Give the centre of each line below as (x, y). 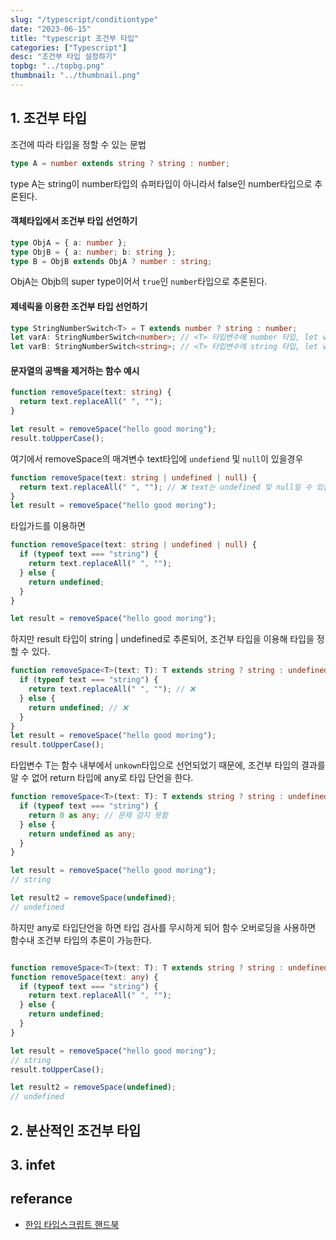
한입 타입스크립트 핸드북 (72, 1224)
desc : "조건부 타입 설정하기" (64, 57)
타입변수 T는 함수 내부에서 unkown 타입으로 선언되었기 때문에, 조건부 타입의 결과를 (168, 765)
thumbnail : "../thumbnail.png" (75, 76)
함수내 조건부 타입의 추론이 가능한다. (81, 940)
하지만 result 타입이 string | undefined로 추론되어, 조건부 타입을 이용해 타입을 (162, 639)
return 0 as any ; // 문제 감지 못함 (98, 815)
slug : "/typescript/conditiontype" (84, 19)
